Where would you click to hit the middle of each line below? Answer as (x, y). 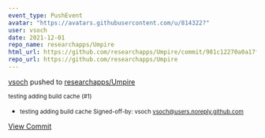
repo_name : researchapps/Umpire (61, 45)
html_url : (24, 52)
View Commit (30, 126)
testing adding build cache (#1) (50, 96)
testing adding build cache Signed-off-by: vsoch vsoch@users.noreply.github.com (132, 111)
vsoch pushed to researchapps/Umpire (72, 82)
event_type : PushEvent (45, 15)
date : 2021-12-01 (37, 37)
